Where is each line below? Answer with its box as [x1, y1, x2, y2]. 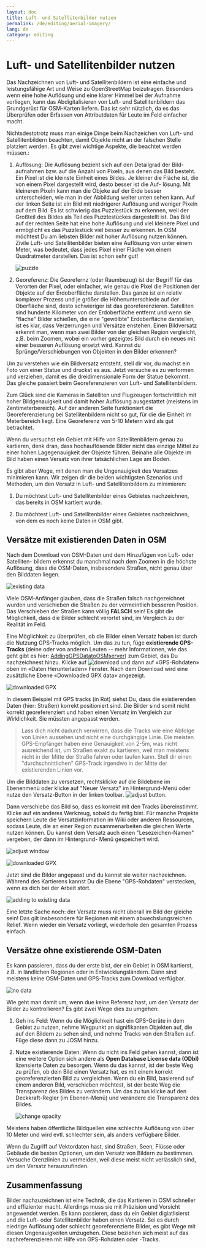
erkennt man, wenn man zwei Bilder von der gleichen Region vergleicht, [15, 328, 197, 336]
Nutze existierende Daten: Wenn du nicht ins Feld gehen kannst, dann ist [15, 1048, 199, 1056]
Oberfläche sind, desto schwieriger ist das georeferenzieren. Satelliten [15, 302, 194, 310]
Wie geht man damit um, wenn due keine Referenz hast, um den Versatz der [6, 998, 199, 1006]
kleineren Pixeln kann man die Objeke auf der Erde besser [15, 187, 162, 195]
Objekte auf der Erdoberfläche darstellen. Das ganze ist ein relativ [15, 289, 182, 296]
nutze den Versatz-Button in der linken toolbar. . [6, 791, 167, 798]
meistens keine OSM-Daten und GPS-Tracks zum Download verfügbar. [6, 974, 186, 982]
